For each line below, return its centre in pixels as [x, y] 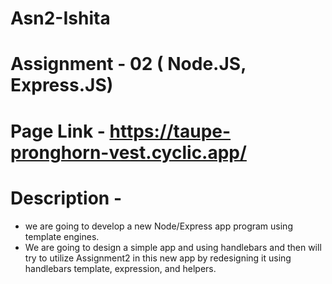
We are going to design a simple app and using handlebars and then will [173, 247]
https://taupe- [170, 131]
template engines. [62, 236]
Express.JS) [62, 85]
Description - [66, 198]
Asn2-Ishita [60, 18]
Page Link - [58, 131]
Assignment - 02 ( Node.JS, [128, 64]
